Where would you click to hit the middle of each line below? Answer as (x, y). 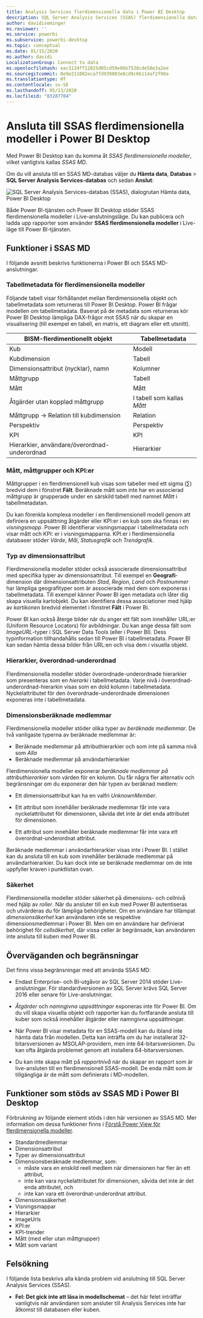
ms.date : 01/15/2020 (32, 51)
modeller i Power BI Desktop (78, 139)
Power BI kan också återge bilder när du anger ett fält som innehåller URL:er (101, 619)
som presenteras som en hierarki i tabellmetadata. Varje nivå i (83, 680)
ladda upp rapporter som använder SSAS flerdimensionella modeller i (94, 223)
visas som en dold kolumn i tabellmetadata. (118, 686)
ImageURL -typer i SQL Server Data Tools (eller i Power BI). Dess (86, 632)
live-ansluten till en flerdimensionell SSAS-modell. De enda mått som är (104, 1068)
